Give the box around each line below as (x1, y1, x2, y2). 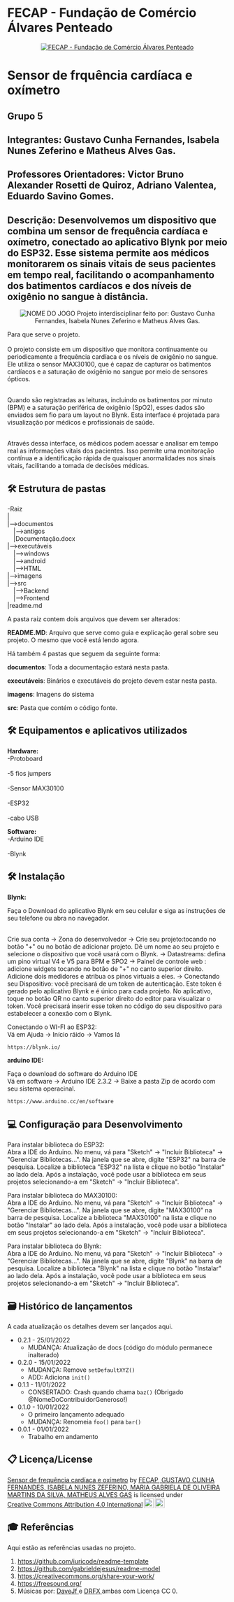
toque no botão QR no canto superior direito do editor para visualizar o (7, 994, 211, 1002)
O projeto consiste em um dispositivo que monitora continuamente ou (7, 345, 208, 354)
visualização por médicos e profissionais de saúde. (7, 418, 155, 427)
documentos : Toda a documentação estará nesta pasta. (7, 662, 170, 671)
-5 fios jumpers (7, 769, 52, 777)
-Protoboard (7, 754, 43, 763)
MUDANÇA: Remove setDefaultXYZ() (27, 1366, 136, 1374)
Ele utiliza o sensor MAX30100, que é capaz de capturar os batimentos (7, 360, 212, 369)
